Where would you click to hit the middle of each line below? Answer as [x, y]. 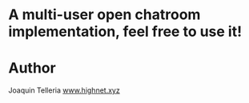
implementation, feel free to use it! [125, 32]
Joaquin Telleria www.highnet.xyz [64, 90]
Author [32, 68]
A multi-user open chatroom [104, 15]
